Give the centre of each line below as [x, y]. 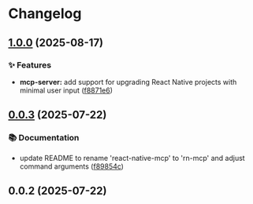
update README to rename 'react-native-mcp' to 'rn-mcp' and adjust [132, 158]
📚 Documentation [44, 138]
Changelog [45, 14]
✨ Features [30, 65]
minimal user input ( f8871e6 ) [66, 90]
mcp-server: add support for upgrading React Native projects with [128, 82]
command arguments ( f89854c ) [72, 166]
